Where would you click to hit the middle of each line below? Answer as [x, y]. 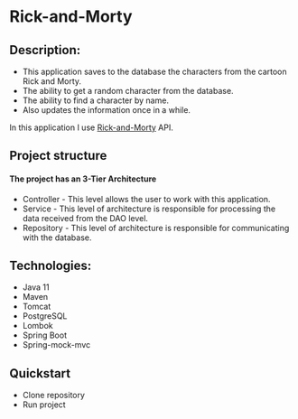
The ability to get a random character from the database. [128, 91]
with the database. [57, 237]
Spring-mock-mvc [56, 345]
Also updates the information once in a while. [107, 110]
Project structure [58, 156]
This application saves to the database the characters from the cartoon [154, 71]
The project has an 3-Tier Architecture [83, 179]
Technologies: [51, 265]
